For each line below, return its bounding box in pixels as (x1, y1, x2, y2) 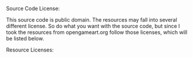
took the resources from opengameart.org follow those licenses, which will (6, 29, 188, 36)
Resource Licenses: (6, 46, 54, 53)
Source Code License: (6, 5, 60, 12)
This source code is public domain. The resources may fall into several (6, 16, 178, 23)
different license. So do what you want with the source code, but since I (6, 23, 181, 29)
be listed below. (6, 35, 44, 42)
